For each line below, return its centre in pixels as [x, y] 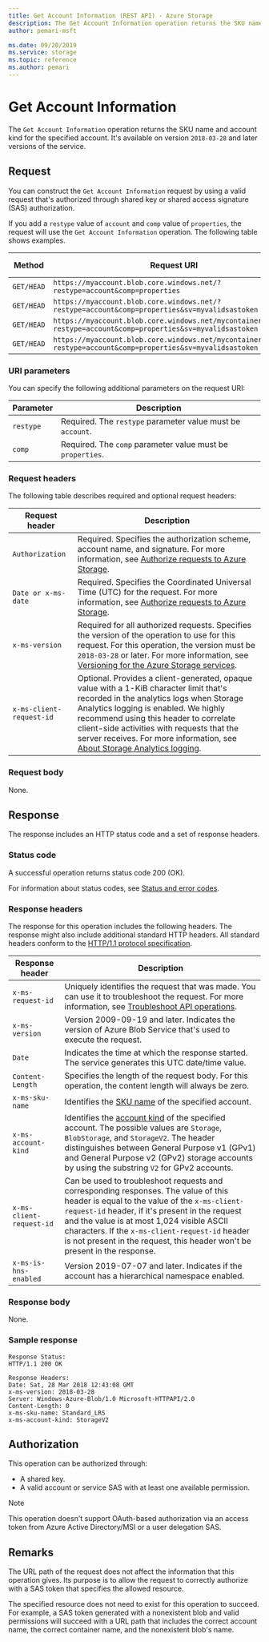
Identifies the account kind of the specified [145, 1117]
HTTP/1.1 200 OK [35, 1364]
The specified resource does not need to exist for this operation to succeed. [134, 1604]
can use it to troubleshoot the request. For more [154, 996]
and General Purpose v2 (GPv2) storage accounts [159, 1157]
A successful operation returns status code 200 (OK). [97, 872]
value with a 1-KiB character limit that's [152, 688]
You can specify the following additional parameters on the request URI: [127, 388]
